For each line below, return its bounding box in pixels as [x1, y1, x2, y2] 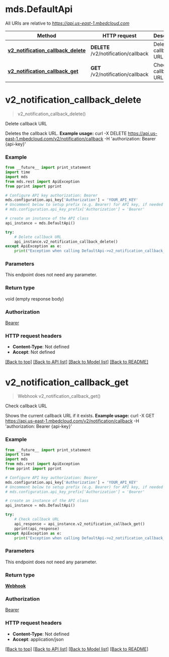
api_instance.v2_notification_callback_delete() [14, 239, 118, 244]
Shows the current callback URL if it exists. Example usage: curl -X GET [5, 413, 155, 419]
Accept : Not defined [12, 349, 55, 355]
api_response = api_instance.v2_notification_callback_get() [14, 521, 145, 527]
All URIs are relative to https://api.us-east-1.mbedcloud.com [5, 20, 130, 26]
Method [37, 32, 56, 39]
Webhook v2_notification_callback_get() [17, 393, 101, 399]
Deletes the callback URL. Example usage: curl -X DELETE [5, 130, 127, 136]
